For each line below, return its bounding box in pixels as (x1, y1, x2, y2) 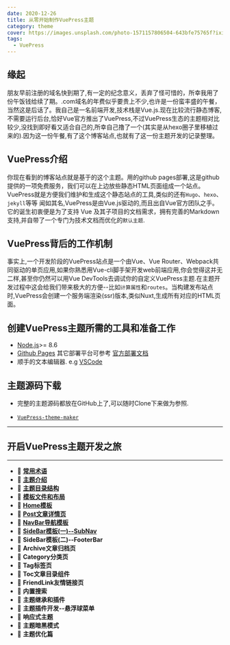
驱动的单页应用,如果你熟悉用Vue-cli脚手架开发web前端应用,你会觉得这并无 (12, 266, 223, 274)
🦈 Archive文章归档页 (16, 543, 76, 552)
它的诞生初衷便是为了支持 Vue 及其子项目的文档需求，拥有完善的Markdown (7, 207, 220, 215)
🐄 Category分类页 (16, 552, 68, 561)
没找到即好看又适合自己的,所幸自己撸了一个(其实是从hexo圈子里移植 (21, 123, 213, 131)
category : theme (7, 23, 53, 30)
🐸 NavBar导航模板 (16, 518, 69, 526)
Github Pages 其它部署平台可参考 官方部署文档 (16, 349, 149, 357)
